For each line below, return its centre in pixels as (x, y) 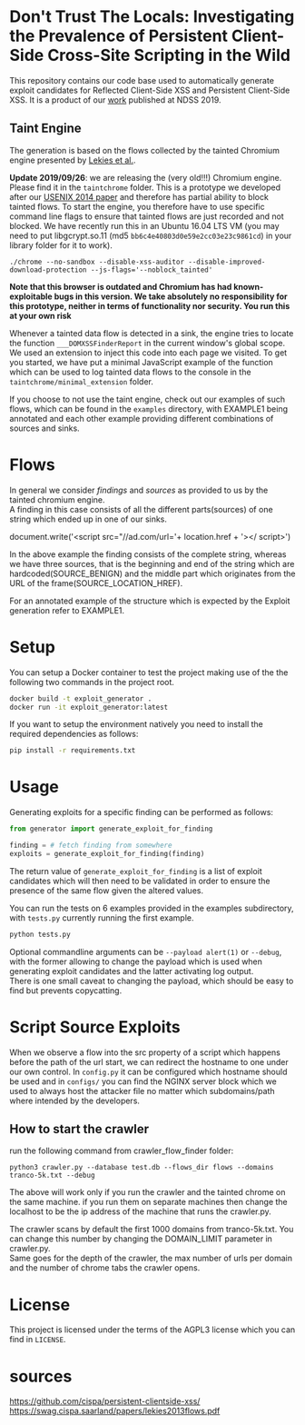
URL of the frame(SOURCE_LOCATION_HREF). (96, 583)
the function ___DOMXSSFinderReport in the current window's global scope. (148, 343)
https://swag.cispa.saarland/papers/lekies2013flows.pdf (115, 1411)
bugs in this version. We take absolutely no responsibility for (171, 296)
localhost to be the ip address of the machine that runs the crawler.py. (141, 1211)
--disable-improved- (226, 262)
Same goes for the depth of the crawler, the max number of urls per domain (151, 1258)
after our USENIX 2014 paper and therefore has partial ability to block (139, 196)
